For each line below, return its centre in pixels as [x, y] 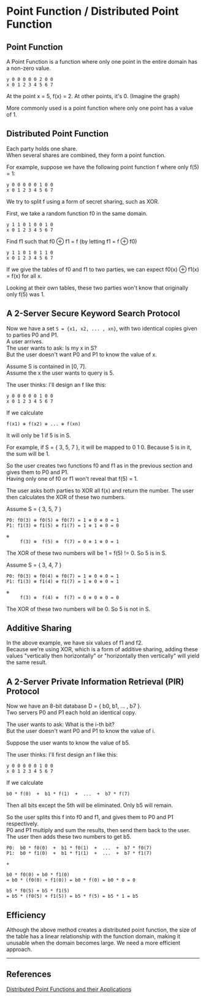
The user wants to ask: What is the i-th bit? [60, 724]
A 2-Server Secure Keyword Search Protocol [93, 314]
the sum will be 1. [28, 454]
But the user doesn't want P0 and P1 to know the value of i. [81, 731]
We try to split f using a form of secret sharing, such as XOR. [83, 201]
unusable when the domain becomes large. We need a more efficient [93, 943]
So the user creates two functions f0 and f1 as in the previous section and [100, 465]
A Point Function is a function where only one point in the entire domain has [102, 62]
